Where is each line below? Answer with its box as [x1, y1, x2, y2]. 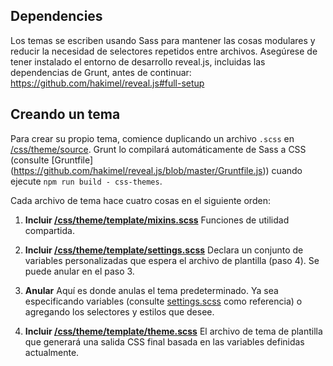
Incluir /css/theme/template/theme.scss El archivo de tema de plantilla [24, 325, 323, 337]
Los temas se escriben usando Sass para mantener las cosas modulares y [10, 34, 316, 46]
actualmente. [24, 346, 80, 358]
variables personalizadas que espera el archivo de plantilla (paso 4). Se [24, 254, 320, 266]
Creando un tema [10, 106, 121, 123]
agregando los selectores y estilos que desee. [24, 305, 215, 318]
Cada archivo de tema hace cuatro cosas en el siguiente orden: [10, 194, 271, 206]
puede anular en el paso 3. [24, 265, 135, 277]
